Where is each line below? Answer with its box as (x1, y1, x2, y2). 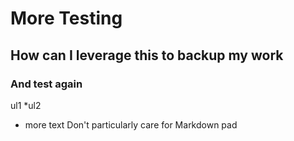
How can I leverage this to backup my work (10, 47, 284, 64)
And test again (10, 77, 83, 91)
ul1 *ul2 (10, 99, 42, 111)
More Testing (10, 7, 123, 30)
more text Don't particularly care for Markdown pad (24, 118, 238, 131)
